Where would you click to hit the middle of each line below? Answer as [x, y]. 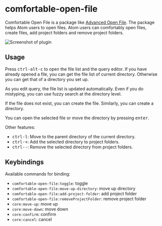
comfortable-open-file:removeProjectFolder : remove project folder [79, 199]
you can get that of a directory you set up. [47, 79]
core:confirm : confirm [34, 214]
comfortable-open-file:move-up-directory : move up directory [74, 188]
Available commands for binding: [38, 174]
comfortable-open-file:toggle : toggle [50, 183]
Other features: [20, 127]
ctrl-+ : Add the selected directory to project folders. [66, 142]
